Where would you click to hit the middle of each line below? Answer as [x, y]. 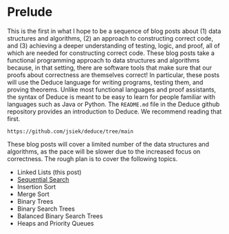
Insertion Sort [36, 187]
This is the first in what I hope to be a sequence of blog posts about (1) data [114, 31]
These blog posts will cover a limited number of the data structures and [108, 144]
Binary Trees [35, 201]
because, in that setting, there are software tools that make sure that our [109, 67]
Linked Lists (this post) [49, 172]
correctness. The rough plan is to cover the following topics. [92, 158]
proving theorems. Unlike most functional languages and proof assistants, [112, 89]
